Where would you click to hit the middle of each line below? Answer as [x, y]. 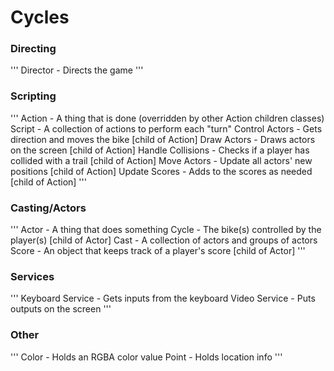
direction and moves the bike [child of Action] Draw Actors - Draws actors [163, 139]
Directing [33, 49]
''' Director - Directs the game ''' [77, 70]
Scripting [33, 96]
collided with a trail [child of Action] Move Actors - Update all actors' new [161, 160]
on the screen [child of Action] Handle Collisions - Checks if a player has [160, 150]
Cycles [40, 17]
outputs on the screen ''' [61, 309]
